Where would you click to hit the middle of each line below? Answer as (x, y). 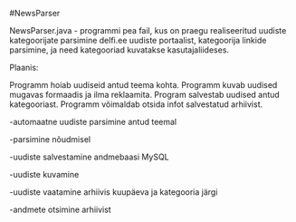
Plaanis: (24, 68)
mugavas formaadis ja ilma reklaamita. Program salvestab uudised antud (145, 95)
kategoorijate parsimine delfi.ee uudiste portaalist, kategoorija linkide (138, 40)
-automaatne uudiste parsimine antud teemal (93, 122)
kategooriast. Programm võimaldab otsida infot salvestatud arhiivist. (136, 104)
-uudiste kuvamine (44, 174)
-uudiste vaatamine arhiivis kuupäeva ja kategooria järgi (114, 192)
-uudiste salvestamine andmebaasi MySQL (89, 157)
